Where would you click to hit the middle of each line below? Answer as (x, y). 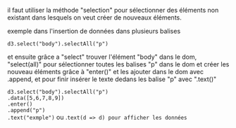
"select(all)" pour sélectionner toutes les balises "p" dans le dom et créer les (118, 64)
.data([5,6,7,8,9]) (36, 98)
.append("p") (26, 111)
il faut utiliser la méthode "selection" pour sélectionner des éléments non (113, 10)
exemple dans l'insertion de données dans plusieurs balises (94, 31)
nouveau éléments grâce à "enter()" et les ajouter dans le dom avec (106, 72)
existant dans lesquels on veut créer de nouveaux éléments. (94, 17)
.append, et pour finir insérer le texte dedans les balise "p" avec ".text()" (112, 79)
